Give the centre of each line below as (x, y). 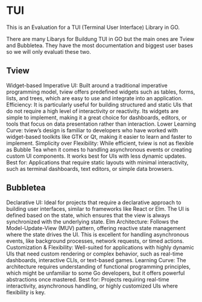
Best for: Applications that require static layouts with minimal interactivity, (97, 162)
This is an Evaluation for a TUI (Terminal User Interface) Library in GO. (93, 27)
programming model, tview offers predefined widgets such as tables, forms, (101, 92)
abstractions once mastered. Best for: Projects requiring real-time (88, 279)
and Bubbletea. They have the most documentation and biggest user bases (99, 45)
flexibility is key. (26, 292)
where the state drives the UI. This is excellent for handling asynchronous (98, 234)
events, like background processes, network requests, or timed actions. (95, 241)
